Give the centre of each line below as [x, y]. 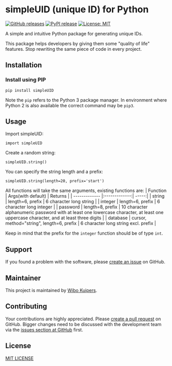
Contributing [26, 306]
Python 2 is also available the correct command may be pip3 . [70, 105]
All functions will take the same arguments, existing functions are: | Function [86, 190]
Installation [24, 65]
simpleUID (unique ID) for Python [77, 9]
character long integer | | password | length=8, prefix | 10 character [77, 207]
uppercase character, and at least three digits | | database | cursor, [76, 218]
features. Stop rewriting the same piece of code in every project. [74, 49]
